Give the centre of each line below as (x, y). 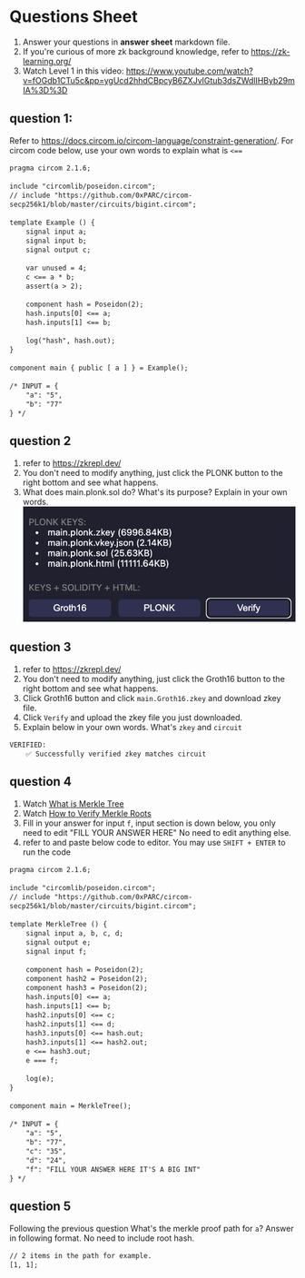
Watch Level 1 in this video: (73, 71)
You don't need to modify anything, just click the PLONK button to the (152, 472)
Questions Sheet (74, 17)
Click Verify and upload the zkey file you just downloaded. (133, 717)
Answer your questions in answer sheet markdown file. (126, 42)
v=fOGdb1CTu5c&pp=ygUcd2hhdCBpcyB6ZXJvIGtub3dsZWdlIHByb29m (158, 80)
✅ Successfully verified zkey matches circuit (116, 754)
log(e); (40, 1078)
